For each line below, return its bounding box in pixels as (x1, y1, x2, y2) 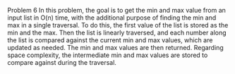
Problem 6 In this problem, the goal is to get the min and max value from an (7, 6, 226, 14)
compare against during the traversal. (7, 58, 116, 66)
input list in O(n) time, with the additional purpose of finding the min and (7, 13, 217, 22)
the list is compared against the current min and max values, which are (7, 36, 213, 44)
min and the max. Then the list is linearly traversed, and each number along (7, 28, 227, 37)
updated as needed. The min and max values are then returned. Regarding (7, 44, 224, 51)
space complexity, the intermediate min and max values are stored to (7, 51, 208, 59)
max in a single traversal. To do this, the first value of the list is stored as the (7, 21, 229, 29)
